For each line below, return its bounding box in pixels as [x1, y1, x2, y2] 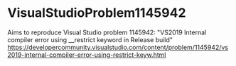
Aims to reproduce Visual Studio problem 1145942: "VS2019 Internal [7, 28, 207, 37]
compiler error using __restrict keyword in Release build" [7, 35, 173, 44]
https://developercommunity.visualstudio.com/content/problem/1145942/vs [7, 43, 229, 51]
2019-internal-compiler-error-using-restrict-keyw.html [7, 51, 166, 59]
